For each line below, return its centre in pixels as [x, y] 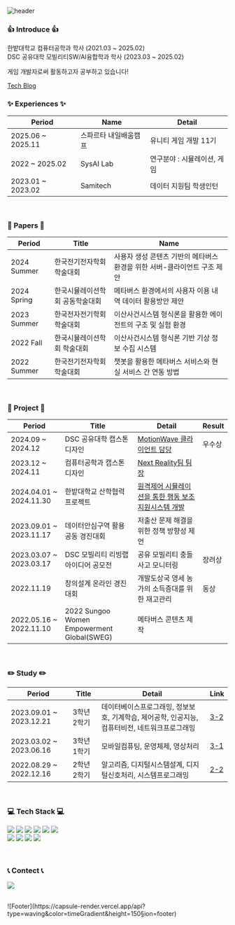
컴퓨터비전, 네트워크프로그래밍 [148, 728]
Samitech [96, 186]
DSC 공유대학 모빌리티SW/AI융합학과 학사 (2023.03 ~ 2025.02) [95, 57]
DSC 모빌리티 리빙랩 [97, 555]
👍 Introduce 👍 [33, 29]
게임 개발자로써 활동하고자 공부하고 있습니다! [68, 72]
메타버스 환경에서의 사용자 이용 [162, 291]
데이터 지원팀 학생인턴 [184, 186]
